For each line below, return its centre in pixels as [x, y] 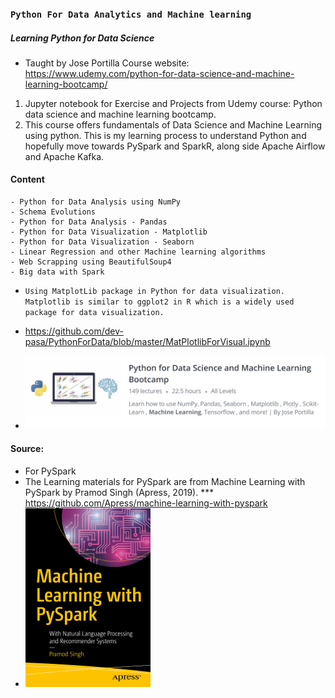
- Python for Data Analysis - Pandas [89, 222]
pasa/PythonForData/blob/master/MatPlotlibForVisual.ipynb [147, 342]
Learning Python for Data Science [82, 38]
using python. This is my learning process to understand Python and [165, 135]
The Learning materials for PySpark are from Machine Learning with [165, 481]
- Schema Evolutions [53, 212]
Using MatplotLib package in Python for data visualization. [155, 292]
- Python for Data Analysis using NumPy [96, 202]
